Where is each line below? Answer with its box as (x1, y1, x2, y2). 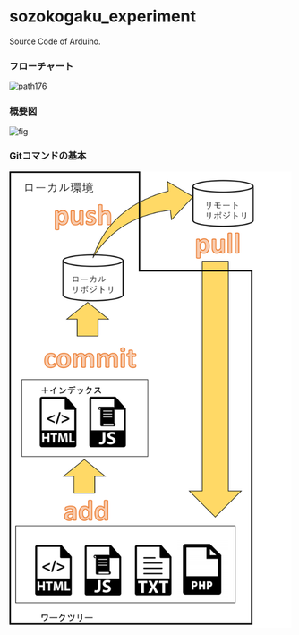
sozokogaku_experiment (9, 6, 197, 27)
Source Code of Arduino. (9, 36, 101, 47)
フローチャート (9, 60, 74, 73)
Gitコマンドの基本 (9, 150, 87, 162)
